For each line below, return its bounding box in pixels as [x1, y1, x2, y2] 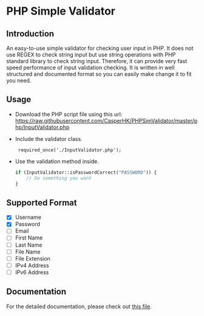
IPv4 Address [15, 261, 50, 269]
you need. [6, 77, 32, 84]
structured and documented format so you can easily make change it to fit [6, 70, 192, 77]
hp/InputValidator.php [15, 123, 70, 131]
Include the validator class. [15, 135, 83, 142]
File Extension [15, 255, 50, 262]
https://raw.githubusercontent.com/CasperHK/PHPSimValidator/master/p [15, 117, 198, 124]
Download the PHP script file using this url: [15, 111, 123, 118]
